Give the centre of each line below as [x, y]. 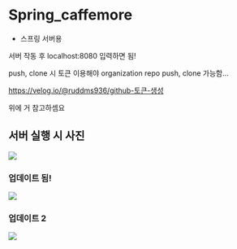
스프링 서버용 [41, 38]
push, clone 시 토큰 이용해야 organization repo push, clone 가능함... [118, 73]
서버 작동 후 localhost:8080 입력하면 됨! [72, 55]
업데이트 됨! [30, 178]
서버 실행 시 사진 [47, 136]
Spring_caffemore [70, 15]
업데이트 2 [28, 218]
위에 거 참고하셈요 [37, 107]
